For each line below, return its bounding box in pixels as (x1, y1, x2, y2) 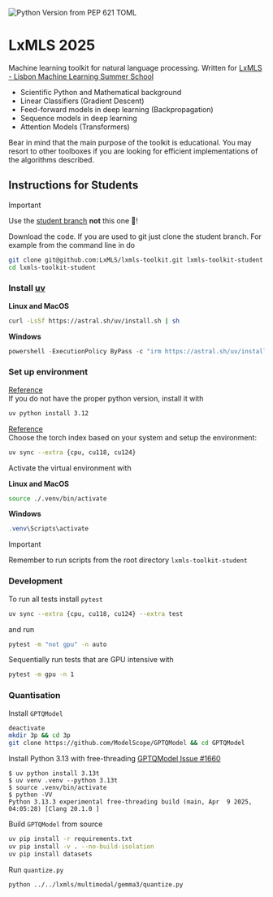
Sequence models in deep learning (19, 113, 137, 123)
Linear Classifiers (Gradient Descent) (19, 96, 145, 106)
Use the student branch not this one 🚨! (8, 215, 138, 225)
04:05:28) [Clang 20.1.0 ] (8, 805, 100, 813)
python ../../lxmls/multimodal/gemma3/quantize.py (8, 880, 184, 889)
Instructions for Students (8, 179, 139, 193)
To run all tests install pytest (8, 594, 103, 604)
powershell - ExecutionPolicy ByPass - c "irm (8, 347, 162, 355)
